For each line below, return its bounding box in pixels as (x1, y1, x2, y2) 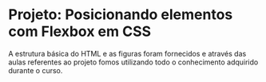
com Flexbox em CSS (8, 22, 152, 41)
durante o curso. (8, 65, 63, 75)
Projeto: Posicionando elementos (8, 6, 233, 24)
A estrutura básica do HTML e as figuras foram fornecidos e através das (8, 49, 247, 58)
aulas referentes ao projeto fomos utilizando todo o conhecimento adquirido (8, 57, 259, 67)
